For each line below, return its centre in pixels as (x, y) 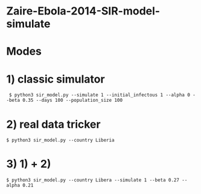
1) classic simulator (56, 79)
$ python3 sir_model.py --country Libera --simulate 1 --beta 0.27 (93, 180)
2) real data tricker (53, 124)
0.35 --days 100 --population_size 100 (72, 101)
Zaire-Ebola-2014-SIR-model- (83, 11)
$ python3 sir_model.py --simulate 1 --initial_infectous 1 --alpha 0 (99, 95)
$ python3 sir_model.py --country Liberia (60, 140)
